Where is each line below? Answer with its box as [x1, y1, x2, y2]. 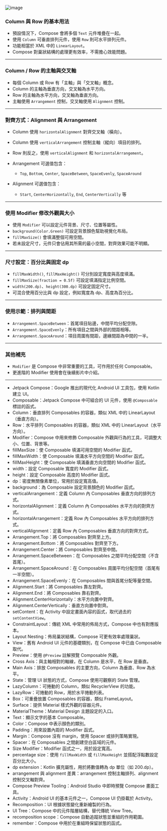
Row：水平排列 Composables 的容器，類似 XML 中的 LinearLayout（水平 [12, 422, 162, 428]
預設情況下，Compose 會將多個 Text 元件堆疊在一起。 [12, 30, 123, 36]
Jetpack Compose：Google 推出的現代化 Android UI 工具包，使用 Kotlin [12, 385, 160, 391]
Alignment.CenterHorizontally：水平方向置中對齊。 [12, 596, 117, 602]
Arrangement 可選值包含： [12, 160, 67, 166]
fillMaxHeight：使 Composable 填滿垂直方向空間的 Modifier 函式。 [12, 459, 149, 465]
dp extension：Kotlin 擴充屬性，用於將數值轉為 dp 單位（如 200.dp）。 [12, 764, 156, 770]
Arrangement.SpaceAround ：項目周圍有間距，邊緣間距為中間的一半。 [12, 332, 151, 338]
